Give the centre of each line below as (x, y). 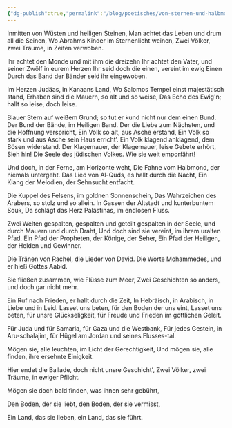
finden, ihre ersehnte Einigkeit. (51, 356)
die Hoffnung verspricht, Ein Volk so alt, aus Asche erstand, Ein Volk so (108, 132)
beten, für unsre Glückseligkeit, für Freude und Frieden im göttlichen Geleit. (115, 315)
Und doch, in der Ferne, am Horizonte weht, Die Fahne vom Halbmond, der (114, 167)
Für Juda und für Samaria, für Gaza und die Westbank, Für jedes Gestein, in (115, 328)
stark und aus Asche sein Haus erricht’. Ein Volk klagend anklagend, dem (111, 139)
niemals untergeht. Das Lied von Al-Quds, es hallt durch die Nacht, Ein (107, 175)
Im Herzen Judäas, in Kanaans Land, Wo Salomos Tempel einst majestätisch (116, 89)
